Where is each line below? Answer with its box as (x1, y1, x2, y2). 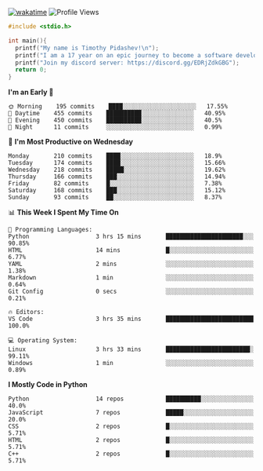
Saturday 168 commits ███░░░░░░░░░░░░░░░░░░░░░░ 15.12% (8, 187, 225, 195)
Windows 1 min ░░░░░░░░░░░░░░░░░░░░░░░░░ (8, 360, 254, 367)
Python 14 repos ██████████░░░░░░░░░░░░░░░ (8, 395, 254, 403)
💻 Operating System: (8, 337, 78, 345)
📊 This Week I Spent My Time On (8, 208, 119, 217)
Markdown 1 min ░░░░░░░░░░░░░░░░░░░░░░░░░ (8, 274, 254, 282)
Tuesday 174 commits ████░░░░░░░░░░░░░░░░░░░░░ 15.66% (8, 159, 225, 167)
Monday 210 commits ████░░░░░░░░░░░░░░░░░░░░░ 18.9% (8, 152, 222, 160)
